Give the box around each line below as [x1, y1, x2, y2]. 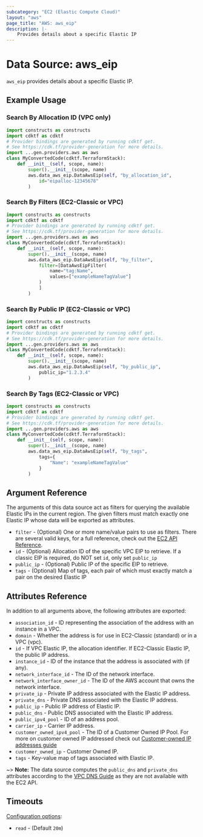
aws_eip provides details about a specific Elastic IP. [6, 78, 134, 85]
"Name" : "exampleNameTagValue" [49, 459, 129, 466]
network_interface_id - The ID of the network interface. [15, 671, 155, 678]
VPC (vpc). [15, 638, 43, 646]
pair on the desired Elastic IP [15, 574, 87, 581]
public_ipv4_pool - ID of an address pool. [15, 716, 119, 723]
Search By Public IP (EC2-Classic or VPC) [6, 304, 131, 313]
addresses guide [15, 741, 58, 749]
